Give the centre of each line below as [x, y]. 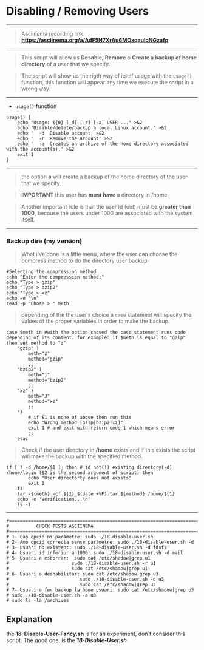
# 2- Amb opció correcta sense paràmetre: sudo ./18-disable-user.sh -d [100, 542]
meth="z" [39, 354]
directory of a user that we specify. [66, 64]
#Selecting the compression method [51, 272]
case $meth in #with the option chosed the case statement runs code [96, 333]
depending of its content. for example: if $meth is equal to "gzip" [96, 338]
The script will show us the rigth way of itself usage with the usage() [107, 76]
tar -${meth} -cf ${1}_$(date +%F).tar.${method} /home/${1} [96, 494]
